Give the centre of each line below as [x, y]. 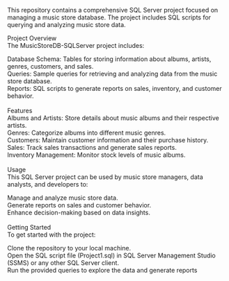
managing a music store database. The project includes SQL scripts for [109, 17]
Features [20, 111]
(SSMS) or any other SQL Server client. [63, 263]
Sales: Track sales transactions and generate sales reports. [92, 147]
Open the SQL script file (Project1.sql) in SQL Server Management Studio [111, 255]
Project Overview [32, 38]
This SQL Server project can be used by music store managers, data [105, 177]
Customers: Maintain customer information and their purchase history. [108, 140]
